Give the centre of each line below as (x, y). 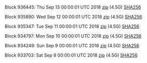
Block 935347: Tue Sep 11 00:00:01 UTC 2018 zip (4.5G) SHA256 (72, 26)
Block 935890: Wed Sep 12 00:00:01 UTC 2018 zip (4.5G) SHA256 (73, 17)
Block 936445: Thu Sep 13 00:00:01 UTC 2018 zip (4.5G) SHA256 (73, 7)
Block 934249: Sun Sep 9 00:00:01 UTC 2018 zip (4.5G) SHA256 (72, 46)
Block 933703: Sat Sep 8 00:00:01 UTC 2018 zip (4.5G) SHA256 (71, 55)
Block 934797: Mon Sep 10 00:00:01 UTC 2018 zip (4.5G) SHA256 (73, 36)
